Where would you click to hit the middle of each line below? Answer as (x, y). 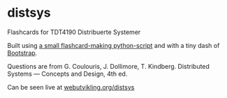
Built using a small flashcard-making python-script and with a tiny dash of (113, 45)
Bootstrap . (22, 53)
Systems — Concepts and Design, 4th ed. (67, 74)
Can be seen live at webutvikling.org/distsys (71, 87)
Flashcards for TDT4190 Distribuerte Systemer (74, 32)
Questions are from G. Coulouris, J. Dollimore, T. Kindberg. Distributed (108, 66)
